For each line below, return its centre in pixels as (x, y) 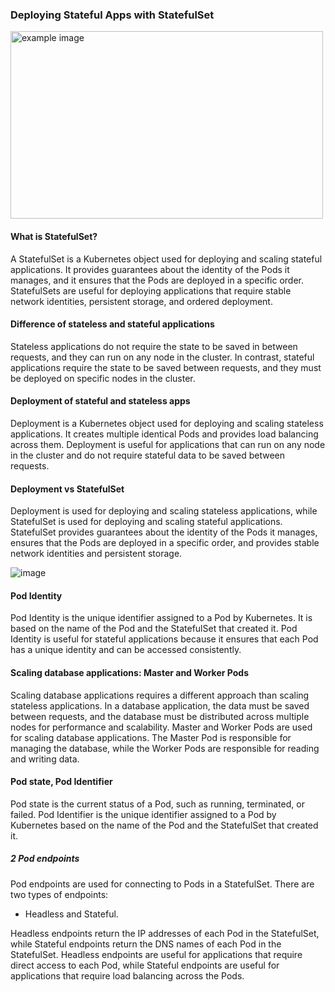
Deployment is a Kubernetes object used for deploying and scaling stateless (167, 423)
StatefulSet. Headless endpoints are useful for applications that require (156, 954)
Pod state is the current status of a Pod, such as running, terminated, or (157, 804)
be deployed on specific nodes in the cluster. (103, 378)
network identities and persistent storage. (96, 554)
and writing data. (45, 759)
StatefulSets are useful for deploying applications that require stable (151, 290)
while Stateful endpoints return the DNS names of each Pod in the (146, 944)
